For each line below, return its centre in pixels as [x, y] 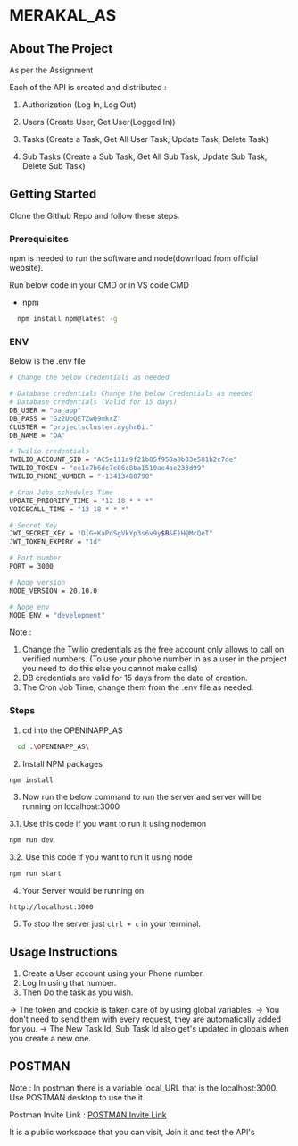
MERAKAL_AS [63, 16]
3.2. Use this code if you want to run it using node [101, 857]
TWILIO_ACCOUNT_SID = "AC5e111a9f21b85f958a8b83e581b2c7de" [124, 460]
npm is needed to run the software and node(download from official [134, 258]
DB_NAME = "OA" [37, 435]
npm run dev [31, 840]
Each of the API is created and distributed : [88, 87]
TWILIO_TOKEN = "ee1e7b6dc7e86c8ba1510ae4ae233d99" [107, 468]
